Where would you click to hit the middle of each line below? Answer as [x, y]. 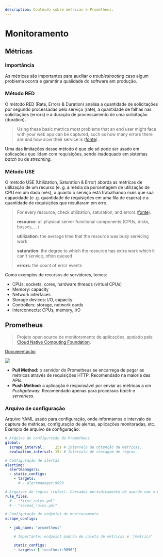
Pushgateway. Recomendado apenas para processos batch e [73, 390]
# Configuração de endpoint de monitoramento [52, 514]
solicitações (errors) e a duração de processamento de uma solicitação [76, 114]
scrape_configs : [21, 519]
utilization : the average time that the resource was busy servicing [83, 236]
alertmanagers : [25, 470]
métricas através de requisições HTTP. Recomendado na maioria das [81, 375]
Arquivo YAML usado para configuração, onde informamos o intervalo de [78, 419]
